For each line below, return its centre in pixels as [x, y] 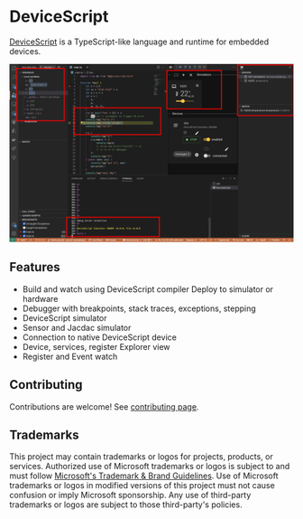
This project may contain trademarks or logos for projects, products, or [141, 457]
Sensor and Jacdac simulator [77, 327]
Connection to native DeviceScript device [100, 337]
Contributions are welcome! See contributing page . [104, 406]
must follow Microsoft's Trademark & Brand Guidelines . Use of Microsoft [144, 476]
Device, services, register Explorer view [96, 346]
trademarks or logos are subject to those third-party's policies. [126, 505]
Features [35, 267]
